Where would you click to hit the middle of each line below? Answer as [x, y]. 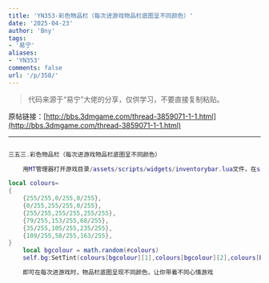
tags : [17, 38]
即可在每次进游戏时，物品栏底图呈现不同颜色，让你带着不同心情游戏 [118, 273]
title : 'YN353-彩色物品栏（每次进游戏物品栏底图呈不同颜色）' [101, 16]
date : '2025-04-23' [41, 23]
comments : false [35, 68]
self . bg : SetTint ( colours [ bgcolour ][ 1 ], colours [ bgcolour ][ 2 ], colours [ [141, 258]
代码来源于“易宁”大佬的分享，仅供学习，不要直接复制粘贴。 [126, 99]
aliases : [23, 53]
